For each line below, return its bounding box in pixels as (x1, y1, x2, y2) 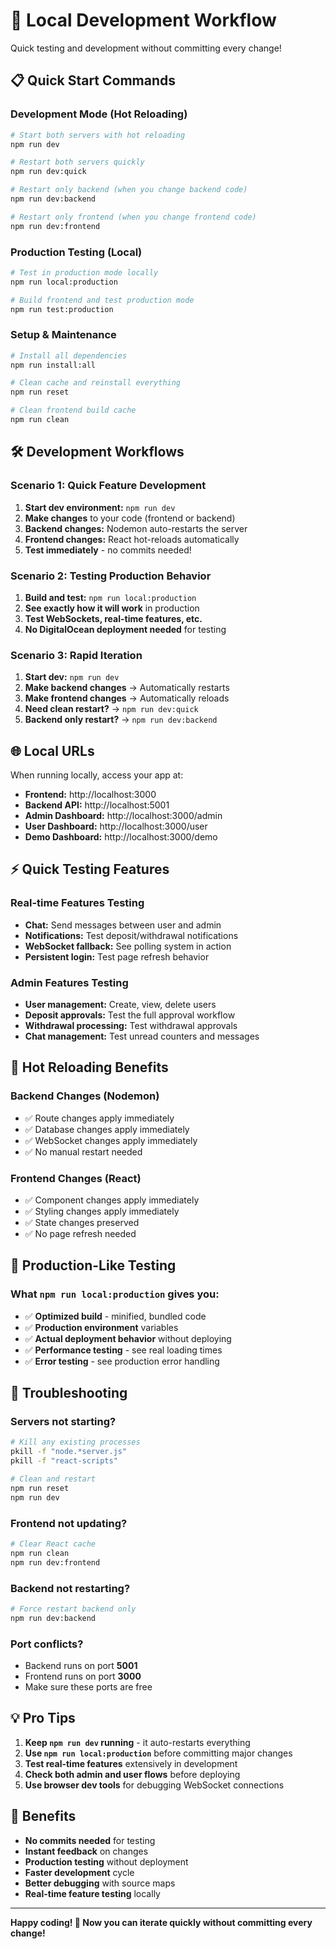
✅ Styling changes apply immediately (24, 1205, 180, 1218)
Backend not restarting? (10, 1581, 131, 1595)
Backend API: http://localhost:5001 (24, 799, 170, 811)
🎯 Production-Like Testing (10, 1257, 177, 1274)
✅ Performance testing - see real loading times (24, 1344, 223, 1356)
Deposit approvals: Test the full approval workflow (24, 1009, 236, 1021)
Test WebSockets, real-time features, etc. (24, 612, 203, 624)
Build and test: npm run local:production (24, 591, 197, 603)
